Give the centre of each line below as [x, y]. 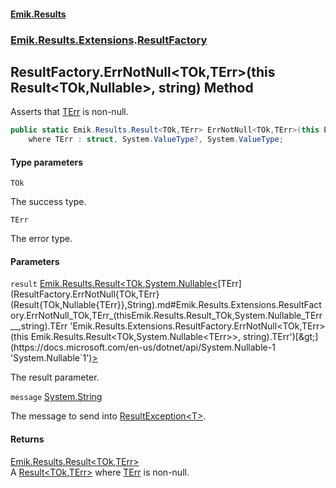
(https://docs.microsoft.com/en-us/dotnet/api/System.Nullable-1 [143, 347]
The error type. [41, 239]
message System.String [56, 397]
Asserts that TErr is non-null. [69, 112]
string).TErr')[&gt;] [280, 337]
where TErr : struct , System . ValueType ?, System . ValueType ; [156, 140]
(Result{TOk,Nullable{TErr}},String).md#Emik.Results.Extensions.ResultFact [166, 305]
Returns [27, 439]
